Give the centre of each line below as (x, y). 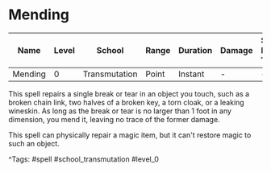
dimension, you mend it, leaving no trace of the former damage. (114, 119)
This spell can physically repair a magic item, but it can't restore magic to (130, 135)
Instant (192, 74)
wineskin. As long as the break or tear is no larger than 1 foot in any (120, 111)
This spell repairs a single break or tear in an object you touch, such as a (129, 93)
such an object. (34, 143)
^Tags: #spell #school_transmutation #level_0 (84, 159)
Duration (196, 50)
